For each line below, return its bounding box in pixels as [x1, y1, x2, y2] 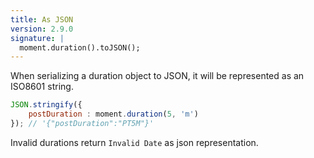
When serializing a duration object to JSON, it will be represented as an [10, 70, 305, 82]
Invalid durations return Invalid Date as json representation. [10, 136, 259, 148]
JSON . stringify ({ [10, 100, 83, 110]
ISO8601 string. [10, 81, 74, 93]
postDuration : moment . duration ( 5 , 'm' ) [28, 109, 199, 120]
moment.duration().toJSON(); [19, 42, 141, 53]
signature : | [10, 33, 65, 43]
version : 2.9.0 [10, 24, 74, 34]
